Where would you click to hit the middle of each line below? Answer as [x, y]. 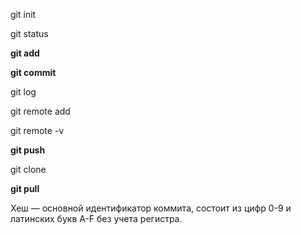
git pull [25, 188]
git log [23, 92]
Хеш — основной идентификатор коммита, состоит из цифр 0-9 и [151, 208]
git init [23, 14]
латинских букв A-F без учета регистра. [96, 218]
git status [29, 33]
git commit [33, 72]
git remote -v [37, 130]
